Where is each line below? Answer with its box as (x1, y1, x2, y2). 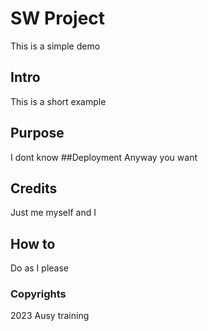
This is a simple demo (10, 40, 101, 52)
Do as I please (10, 262, 69, 274)
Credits (10, 180, 58, 197)
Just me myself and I (10, 207, 97, 219)
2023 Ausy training (10, 310, 90, 322)
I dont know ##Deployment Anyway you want (10, 151, 198, 163)
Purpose (10, 125, 65, 142)
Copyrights (10, 287, 67, 301)
